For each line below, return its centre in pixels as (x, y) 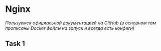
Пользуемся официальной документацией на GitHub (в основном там (81, 23)
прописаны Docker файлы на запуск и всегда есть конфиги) (70, 28)
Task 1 (15, 44)
